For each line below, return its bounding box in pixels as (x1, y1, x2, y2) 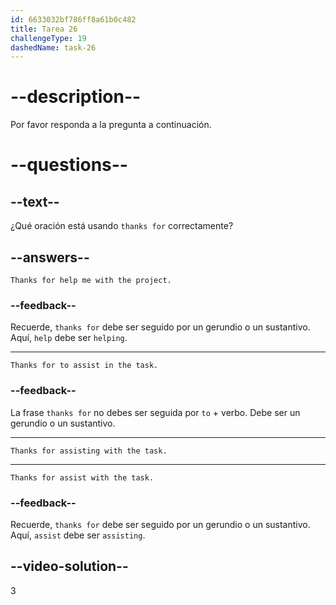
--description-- (10, 86, 142, 108)
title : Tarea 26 (10, 24, 78, 34)
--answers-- (10, 249, 90, 266)
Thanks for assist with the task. (10, 472, 155, 483)
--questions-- (10, 154, 128, 176)
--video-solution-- (10, 558, 129, 575)
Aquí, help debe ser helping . (10, 332, 128, 344)
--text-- (10, 193, 60, 210)
